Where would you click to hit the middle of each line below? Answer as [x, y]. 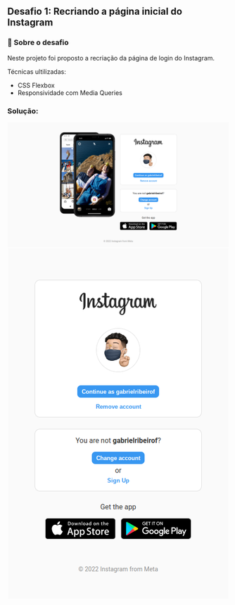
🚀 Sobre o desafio [38, 43]
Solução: [23, 110]
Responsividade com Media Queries [70, 93]
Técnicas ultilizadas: [37, 71]
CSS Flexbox [36, 85]
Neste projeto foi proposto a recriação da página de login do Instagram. [111, 58]
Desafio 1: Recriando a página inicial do [95, 12]
